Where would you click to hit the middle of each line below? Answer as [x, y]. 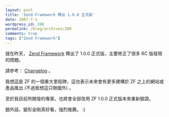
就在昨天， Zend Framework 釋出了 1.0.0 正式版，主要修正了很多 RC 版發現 [84, 53]
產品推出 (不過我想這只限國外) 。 [39, 87]
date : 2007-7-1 [21, 19]
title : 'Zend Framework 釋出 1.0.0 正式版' [50, 15]
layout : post [19, 10]
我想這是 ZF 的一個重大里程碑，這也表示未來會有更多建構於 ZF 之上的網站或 [84, 81]
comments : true [21, 34]
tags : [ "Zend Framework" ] [33, 39]
